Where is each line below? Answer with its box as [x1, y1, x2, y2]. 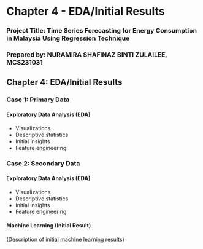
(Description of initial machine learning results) [6, 235, 124, 243]
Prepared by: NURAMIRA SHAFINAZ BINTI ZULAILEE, [6, 50, 167, 59]
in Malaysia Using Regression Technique [6, 34, 130, 42]
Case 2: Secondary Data [6, 159, 80, 168]
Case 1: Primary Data [6, 95, 70, 104]
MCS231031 [6, 58, 43, 67]
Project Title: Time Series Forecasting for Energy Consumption [6, 26, 197, 35]
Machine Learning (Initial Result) [6, 222, 91, 229]
